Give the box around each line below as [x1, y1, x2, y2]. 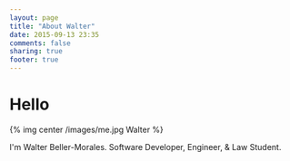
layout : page [9, 13, 59, 23]
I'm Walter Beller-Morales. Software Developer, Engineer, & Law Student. [9, 141, 282, 152]
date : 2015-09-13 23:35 [9, 30, 100, 39]
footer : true [9, 55, 59, 64]
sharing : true [9, 47, 64, 56]
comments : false [9, 38, 71, 48]
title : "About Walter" [9, 22, 95, 31]
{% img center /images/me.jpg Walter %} [9, 124, 164, 135]
